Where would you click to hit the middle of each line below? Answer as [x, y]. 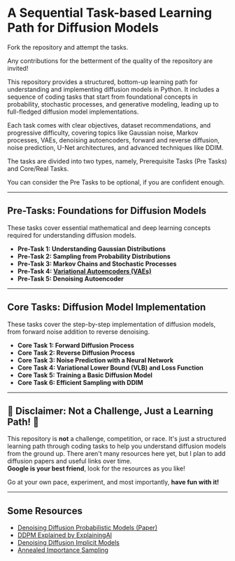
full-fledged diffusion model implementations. [73, 111]
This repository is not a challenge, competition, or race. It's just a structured [117, 439]
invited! [18, 68]
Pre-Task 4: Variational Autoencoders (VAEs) [84, 271]
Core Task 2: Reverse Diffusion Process [76, 353]
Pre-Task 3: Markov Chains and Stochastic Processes [97, 264]
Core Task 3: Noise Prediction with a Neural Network [95, 360]
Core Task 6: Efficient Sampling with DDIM [80, 382]
